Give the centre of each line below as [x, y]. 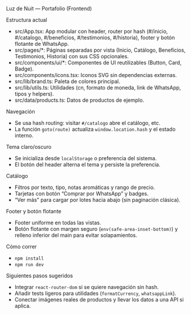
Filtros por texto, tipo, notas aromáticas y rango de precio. [85, 187]
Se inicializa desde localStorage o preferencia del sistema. [86, 158]
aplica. [23, 306]
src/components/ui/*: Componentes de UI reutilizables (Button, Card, [98, 62]
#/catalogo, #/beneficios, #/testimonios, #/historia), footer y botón [95, 37]
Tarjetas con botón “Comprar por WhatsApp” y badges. [81, 193]
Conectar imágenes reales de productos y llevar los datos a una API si [99, 299]
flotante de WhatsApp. [42, 44]
